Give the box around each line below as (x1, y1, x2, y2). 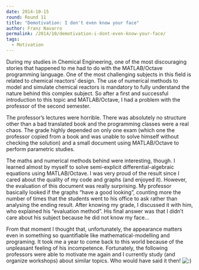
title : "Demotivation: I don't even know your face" (6, 20, 140, 26)
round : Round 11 (6, 14, 46, 20)
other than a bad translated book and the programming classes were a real (6, 120, 189, 127)
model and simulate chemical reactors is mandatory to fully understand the (6, 83, 190, 90)
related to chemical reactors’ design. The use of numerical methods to (6, 77, 178, 84)
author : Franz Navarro (6, 25, 62, 32)
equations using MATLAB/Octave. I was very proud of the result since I (6, 169, 179, 177)
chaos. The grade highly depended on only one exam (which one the (6, 126, 175, 134)
